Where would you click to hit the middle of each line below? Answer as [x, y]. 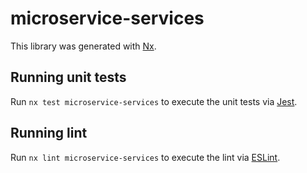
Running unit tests [68, 77]
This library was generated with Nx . [83, 46]
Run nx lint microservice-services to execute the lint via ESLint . [145, 157]
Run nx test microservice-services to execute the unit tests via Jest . [154, 101]
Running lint [49, 133]
